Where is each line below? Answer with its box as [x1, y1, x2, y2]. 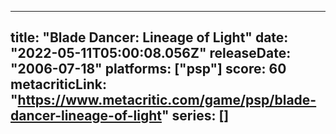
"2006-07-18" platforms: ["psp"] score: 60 [10, 61, 287, 78]
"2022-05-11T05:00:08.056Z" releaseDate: [10, 45, 292, 62]
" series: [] [161, 107, 230, 125]
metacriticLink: [10, 76, 107, 93]
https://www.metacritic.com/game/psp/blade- [17, 92, 317, 109]
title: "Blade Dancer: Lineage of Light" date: [10, 29, 289, 46]
